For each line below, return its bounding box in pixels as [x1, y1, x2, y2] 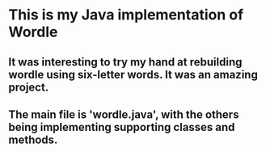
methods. [8, 133, 58, 146]
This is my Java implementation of [8, 6, 244, 24]
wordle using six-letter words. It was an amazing [8, 67, 259, 82]
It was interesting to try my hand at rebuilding [8, 55, 243, 69]
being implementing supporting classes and [8, 120, 235, 134]
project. [8, 80, 49, 94]
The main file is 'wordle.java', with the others [8, 108, 239, 121]
